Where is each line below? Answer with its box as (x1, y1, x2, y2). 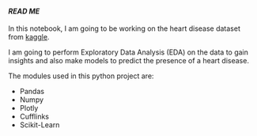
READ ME (8, 6, 40, 16)
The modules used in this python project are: (8, 71, 154, 81)
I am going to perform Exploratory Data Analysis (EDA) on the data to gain (8, 47, 249, 57)
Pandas (19, 87, 45, 96)
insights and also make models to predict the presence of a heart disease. (8, 56, 249, 66)
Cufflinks (19, 111, 50, 122)
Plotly (19, 104, 39, 113)
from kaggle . (8, 32, 50, 42)
